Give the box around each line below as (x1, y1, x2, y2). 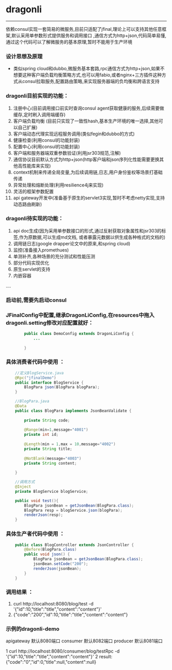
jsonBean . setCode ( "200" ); (33, 561, 88, 567)
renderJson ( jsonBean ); (33, 566, 82, 571)
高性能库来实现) (17, 162, 51, 169)
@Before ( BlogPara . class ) (24, 547, 77, 552)
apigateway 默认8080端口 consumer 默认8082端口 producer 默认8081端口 (6, 638, 163, 644)
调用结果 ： (6, 589, 34, 596)
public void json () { (24, 552, 70, 557)
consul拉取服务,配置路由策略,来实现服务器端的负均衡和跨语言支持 (22, 78, 160, 85)
